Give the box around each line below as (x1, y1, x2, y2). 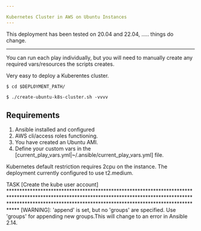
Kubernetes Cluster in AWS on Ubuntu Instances (6, 14, 127, 20)
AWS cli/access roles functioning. (14, 132, 98, 139)
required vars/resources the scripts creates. (6, 60, 115, 68)
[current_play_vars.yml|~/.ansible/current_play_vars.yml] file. (14, 151, 164, 159)
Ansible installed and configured (14, 126, 95, 133)
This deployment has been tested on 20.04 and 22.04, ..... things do (6, 31, 174, 38)
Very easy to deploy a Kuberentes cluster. (6, 72, 109, 79)
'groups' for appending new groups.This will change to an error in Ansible (6, 213, 188, 220)
